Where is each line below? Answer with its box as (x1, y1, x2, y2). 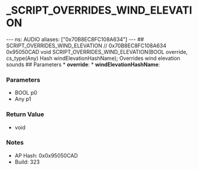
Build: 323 (14, 158, 40, 165)
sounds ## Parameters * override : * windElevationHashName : (6, 60, 161, 68)
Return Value (6, 110, 44, 118)
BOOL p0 (14, 89, 37, 97)
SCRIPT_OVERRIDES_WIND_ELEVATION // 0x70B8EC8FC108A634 (6, 42, 167, 49)
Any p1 (14, 95, 31, 102)
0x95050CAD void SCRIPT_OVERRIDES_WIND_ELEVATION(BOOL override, (6, 48, 188, 55)
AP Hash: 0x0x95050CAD (14, 152, 78, 159)
